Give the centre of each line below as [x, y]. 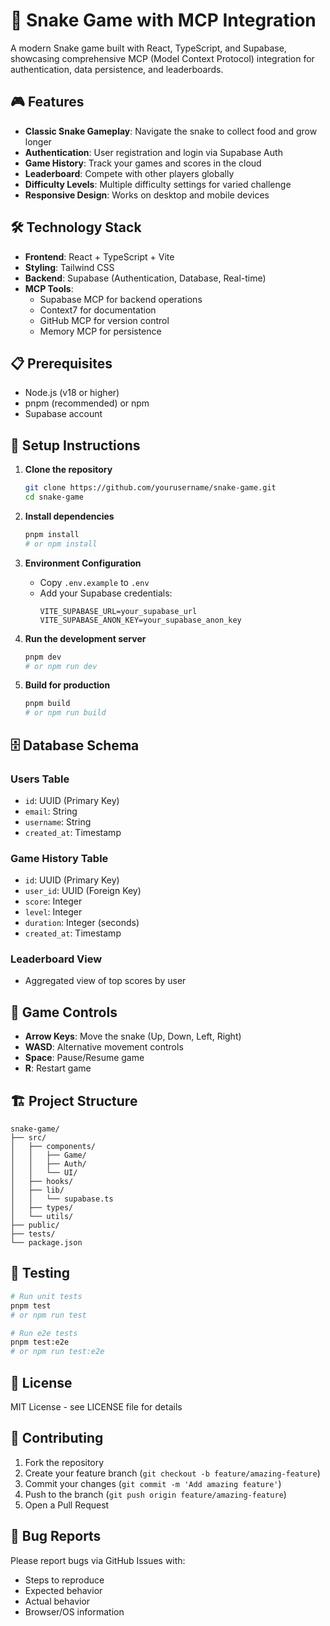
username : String [58, 821]
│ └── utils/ [42, 1217]
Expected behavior [63, 1590]
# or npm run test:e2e [57, 1352]
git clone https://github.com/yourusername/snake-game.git [150, 488]
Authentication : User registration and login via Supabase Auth [153, 152]
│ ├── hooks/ [42, 1182]
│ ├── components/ [53, 1147]
